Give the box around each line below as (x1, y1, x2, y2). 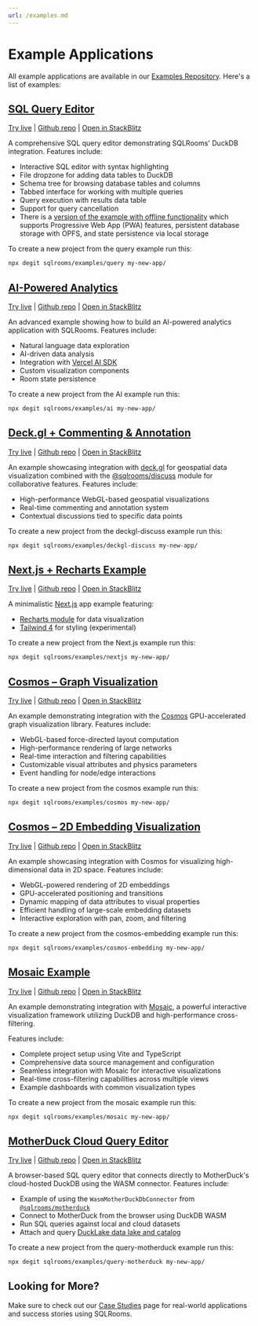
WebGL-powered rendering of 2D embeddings (19, 880, 170, 889)
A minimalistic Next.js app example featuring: (8, 599, 154, 609)
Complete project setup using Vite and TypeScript (19, 1049, 182, 1058)
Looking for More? (8, 1280, 100, 1293)
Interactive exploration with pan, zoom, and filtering (19, 913, 187, 923)
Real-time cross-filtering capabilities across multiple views (19, 1074, 209, 1083)
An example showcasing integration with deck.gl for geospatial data (8, 462, 227, 472)
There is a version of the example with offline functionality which (19, 212, 229, 222)
